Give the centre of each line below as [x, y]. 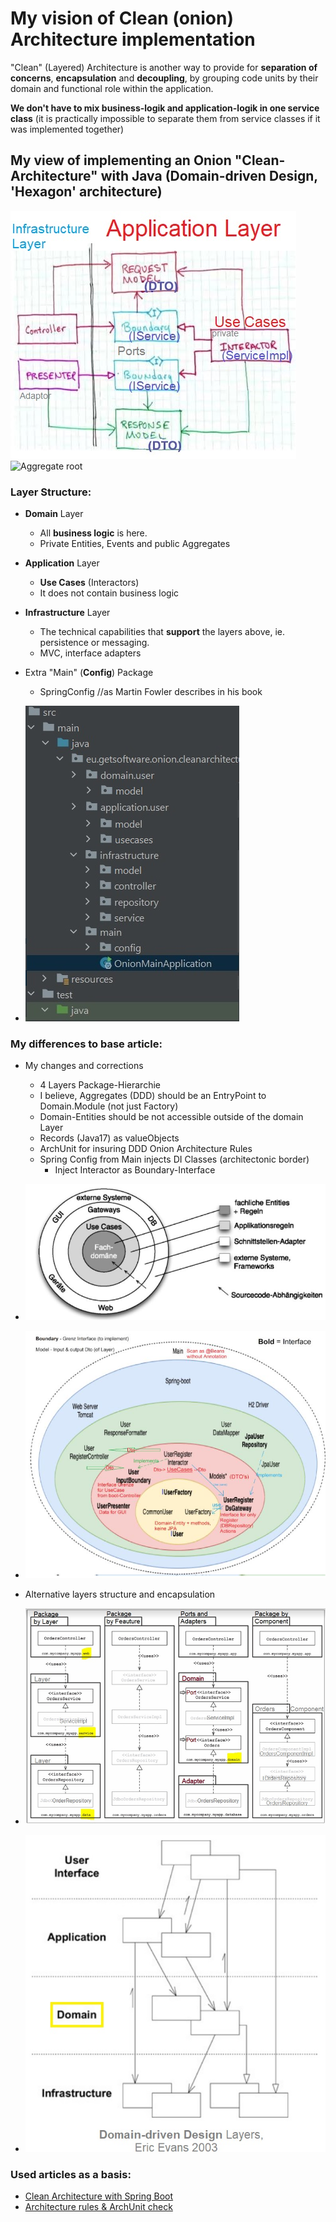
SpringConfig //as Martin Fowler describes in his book [151, 692]
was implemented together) [67, 129]
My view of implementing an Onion [121, 160]
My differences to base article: [86, 1044]
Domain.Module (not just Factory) [109, 1106]
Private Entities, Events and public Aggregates [135, 544]
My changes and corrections [84, 1066]
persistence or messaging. [94, 643]
